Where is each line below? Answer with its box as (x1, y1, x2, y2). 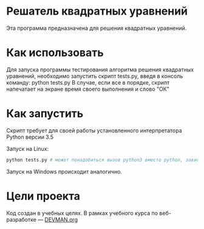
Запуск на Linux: (6, 145, 49, 152)
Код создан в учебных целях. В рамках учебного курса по (6, 209, 158, 217)
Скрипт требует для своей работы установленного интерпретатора (6, 127, 182, 134)
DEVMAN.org (44, 216, 78, 223)
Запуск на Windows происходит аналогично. (6, 167, 123, 175)
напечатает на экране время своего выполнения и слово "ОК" (6, 85, 170, 93)
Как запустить (6, 107, 84, 121)
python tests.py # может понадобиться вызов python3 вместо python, (6, 157, 183, 163)
